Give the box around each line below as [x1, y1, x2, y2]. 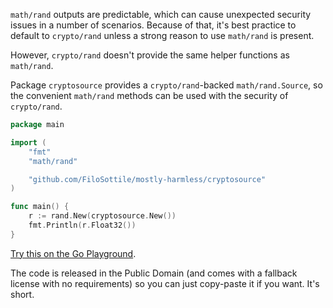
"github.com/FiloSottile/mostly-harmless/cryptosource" [28, 174, 267, 184]
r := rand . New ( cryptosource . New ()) [28, 211, 177, 221]
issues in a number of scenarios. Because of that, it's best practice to [10, 19, 297, 31]
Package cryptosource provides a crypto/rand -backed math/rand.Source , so [10, 79, 323, 91]
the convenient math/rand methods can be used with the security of [10, 90, 289, 101]
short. [10, 288, 35, 300]
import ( [10, 137, 47, 148]
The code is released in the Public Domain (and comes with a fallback [10, 267, 298, 279]
